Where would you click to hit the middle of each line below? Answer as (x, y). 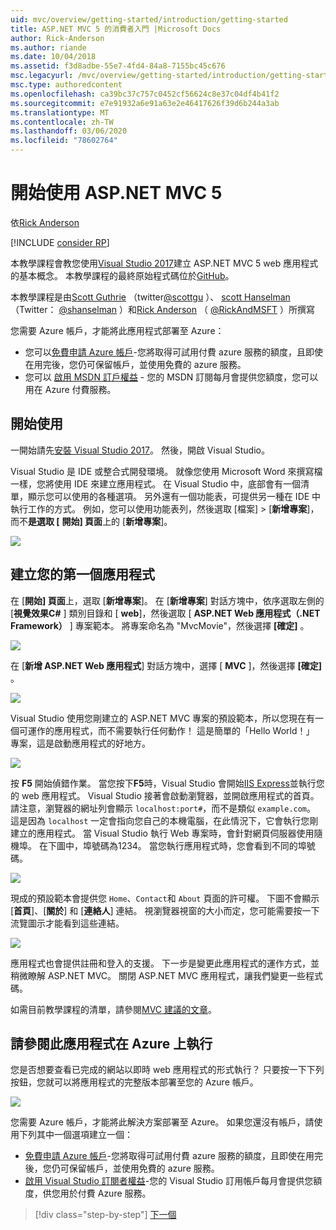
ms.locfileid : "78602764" (64, 141)
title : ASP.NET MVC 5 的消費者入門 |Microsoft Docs (116, 29)
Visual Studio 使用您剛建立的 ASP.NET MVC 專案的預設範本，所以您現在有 (163, 718)
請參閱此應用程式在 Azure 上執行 (111, 1043)
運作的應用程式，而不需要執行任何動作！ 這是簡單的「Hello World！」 (171, 730)
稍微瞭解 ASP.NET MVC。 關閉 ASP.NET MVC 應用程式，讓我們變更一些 (158, 975)
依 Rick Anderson (45, 222)
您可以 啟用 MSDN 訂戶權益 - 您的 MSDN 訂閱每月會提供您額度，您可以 (171, 377)
